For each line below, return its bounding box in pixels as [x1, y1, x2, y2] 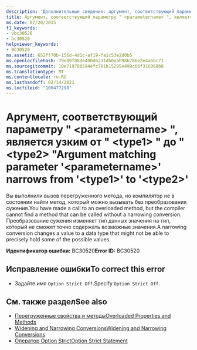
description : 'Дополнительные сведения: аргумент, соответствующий [6, 8, 175, 15]
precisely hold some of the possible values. [6, 235, 111, 243]
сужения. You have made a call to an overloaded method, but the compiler [6, 204, 186, 211]
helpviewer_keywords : [6, 42, 59, 48]
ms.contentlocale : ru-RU [6, 74, 67, 80]
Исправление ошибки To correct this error [6, 264, 165, 274]
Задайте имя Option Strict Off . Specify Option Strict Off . [14, 280, 160, 287]
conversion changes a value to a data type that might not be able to [6, 230, 169, 237]
